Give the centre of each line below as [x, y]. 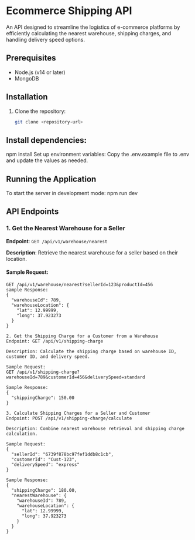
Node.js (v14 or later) [40, 72]
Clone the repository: [40, 111]
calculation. [22, 434]
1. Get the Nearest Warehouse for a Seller [66, 229]
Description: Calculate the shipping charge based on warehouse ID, [91, 351]
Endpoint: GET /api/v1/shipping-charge [55, 341]
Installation [27, 97]
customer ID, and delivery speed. [48, 357]
